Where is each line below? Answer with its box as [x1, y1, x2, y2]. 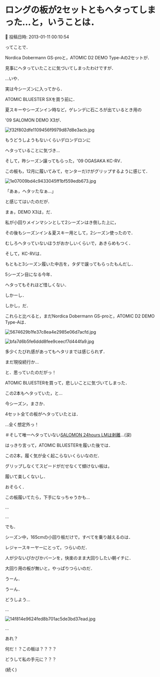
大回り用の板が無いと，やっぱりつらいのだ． [5, 565, 95, 571]
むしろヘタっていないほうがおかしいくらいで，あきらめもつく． [5, 240, 133, 246]
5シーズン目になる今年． [5, 271, 55, 277]
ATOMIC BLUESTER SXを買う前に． [5, 96, 77, 102]
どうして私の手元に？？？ [5, 656, 57, 662]
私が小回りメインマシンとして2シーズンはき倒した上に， [5, 219, 119, 225]
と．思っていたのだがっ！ [5, 369, 56, 375]
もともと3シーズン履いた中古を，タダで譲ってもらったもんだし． [5, 261, 136, 267]
